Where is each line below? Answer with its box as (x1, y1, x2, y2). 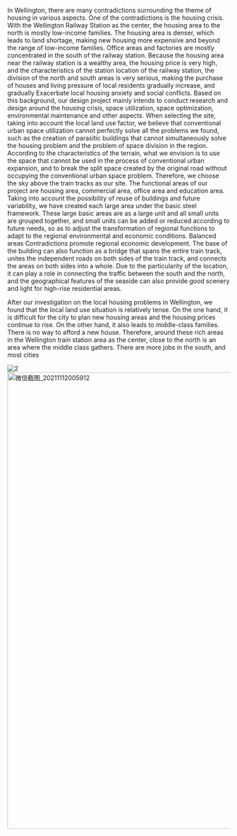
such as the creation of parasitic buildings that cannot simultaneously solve (7, 134, 227, 142)
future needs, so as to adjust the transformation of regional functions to (7, 224, 215, 232)
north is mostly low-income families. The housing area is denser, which (7, 28, 214, 37)
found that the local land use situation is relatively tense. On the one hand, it (7, 306, 228, 314)
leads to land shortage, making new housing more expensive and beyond (7, 36, 220, 45)
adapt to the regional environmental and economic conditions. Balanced (7, 231, 217, 240)
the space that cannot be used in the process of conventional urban (7, 156, 205, 165)
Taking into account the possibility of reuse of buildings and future (7, 194, 200, 202)
